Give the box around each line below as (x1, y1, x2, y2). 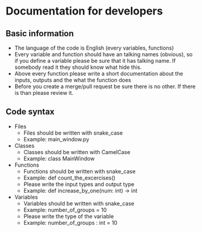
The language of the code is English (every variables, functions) (14, 44, 174, 51)
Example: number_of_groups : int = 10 (23, 219, 117, 226)
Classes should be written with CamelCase (23, 148, 131, 155)
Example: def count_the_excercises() (23, 174, 116, 181)
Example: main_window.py (23, 135, 90, 143)
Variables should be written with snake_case (23, 199, 134, 207)
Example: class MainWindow (23, 155, 95, 162)
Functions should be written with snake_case (23, 167, 136, 175)
